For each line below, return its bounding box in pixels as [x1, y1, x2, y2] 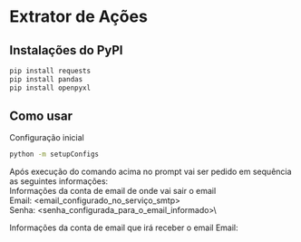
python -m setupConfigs [9, 150, 100, 160]
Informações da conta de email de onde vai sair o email [9, 186, 217, 197]
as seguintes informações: [9, 176, 109, 187]
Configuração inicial [9, 132, 84, 143]
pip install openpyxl [9, 83, 92, 92]
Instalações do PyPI [9, 43, 123, 58]
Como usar [9, 109, 73, 124]
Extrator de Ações [9, 6, 148, 27]
